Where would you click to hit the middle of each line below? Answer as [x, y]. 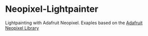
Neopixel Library [22, 28]
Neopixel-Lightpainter [52, 9]
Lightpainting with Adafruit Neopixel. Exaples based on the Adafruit [74, 23]
